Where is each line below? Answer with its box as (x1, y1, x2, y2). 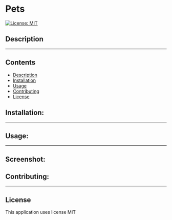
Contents (5, 58, 36, 67)
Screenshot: (5, 155, 46, 164)
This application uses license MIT (5, 209, 76, 215)
